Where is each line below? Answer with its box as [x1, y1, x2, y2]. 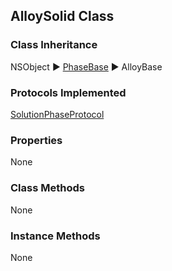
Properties [10, 133, 63, 147]
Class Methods [10, 181, 85, 195]
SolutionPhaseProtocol [10, 108, 105, 120]
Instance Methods [10, 229, 101, 243]
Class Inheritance [10, 38, 98, 52]
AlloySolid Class [10, 8, 115, 25]
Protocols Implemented [10, 85, 127, 99]
